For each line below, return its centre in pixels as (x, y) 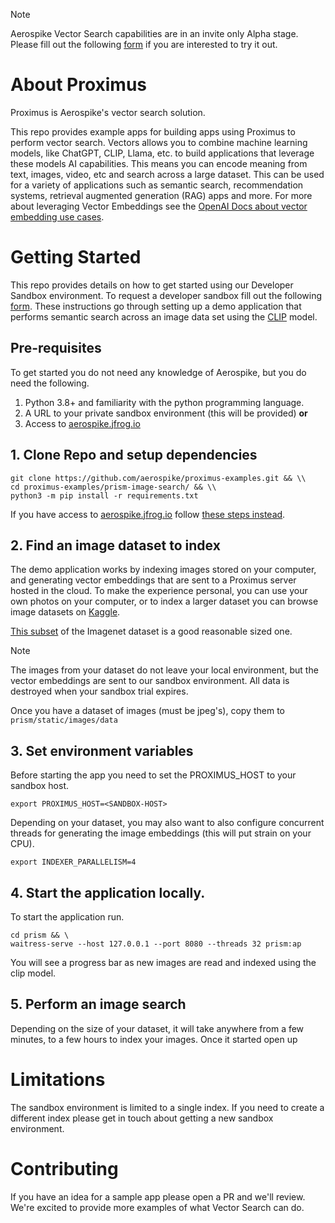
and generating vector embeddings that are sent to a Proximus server (153, 580)
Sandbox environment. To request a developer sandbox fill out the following (166, 295)
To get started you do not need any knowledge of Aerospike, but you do (158, 372)
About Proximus (79, 85)
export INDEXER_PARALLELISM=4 (73, 862)
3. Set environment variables (102, 750)
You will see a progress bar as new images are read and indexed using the (163, 962)
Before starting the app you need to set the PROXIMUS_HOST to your (153, 775)
